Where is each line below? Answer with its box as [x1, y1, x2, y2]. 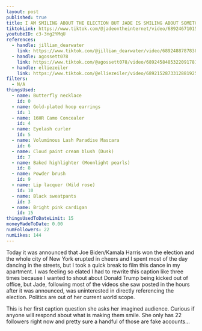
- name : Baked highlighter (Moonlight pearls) [11, 160, 130, 166]
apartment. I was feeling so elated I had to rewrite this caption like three [6, 268, 184, 275]
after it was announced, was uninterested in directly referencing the [6, 287, 174, 294]
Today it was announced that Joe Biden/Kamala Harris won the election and [6, 249, 194, 256]
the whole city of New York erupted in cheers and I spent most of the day [6, 255, 188, 262]
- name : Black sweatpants [11, 193, 77, 199]
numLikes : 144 [6, 232, 42, 238]
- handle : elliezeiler [11, 64, 69, 71]
